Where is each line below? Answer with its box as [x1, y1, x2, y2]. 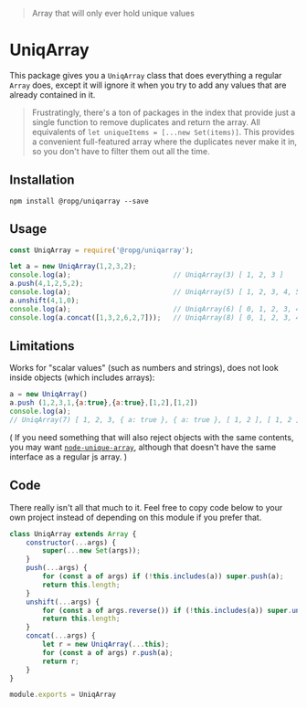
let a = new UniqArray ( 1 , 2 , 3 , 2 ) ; [9, 262, 137, 271]
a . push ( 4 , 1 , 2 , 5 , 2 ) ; [9, 279, 84, 289]
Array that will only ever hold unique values [31, 8, 195, 18]
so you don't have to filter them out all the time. [31, 145, 210, 156]
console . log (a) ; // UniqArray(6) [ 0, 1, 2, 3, [9, 304, 292, 313]
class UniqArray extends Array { [9, 529, 137, 538]
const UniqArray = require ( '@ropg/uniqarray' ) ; [9, 246, 195, 255]
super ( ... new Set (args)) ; [42, 546, 142, 555]
